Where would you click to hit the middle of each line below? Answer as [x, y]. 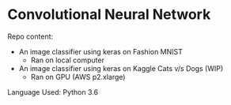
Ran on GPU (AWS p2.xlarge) [78, 77]
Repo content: [30, 36]
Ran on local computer [67, 60]
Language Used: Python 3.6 [53, 92]
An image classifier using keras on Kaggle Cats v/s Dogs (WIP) [121, 68]
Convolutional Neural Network [109, 15]
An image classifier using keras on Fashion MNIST [101, 51]
